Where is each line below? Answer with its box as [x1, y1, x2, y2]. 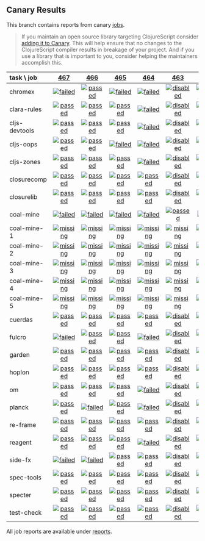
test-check [9, 508, 42, 517]
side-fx [9, 456, 32, 464]
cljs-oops [9, 140, 38, 148]
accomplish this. [21, 59, 63, 66]
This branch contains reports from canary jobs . [6, 21, 125, 28]
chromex [9, 87, 35, 96]
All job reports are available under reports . [6, 528, 113, 535]
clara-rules [9, 105, 42, 113]
